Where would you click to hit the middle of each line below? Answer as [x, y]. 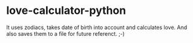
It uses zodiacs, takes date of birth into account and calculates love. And [97, 27]
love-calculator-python [66, 11]
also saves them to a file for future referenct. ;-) [66, 33]
